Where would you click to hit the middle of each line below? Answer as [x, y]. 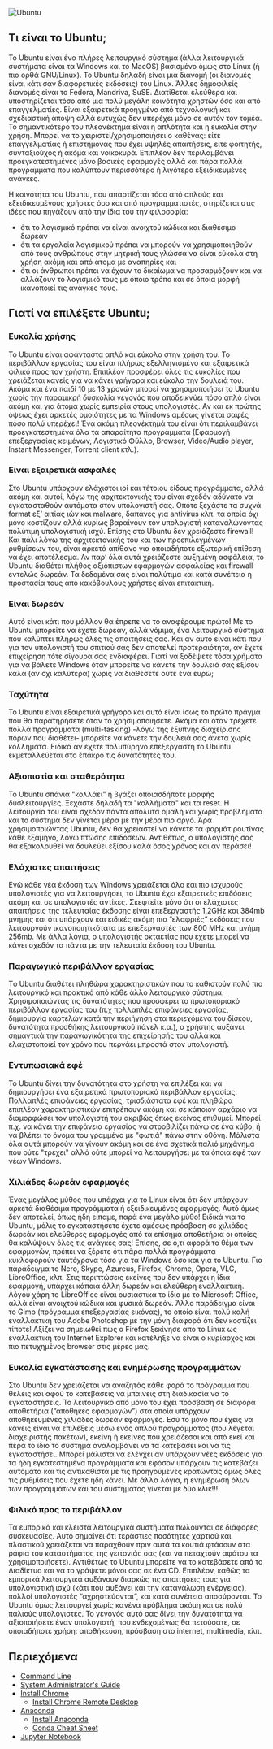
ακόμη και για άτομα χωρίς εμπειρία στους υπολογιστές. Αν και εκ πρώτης [135, 406]
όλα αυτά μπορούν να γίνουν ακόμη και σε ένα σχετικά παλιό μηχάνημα [132, 1144]
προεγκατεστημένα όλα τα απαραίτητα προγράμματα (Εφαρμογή [119, 432]
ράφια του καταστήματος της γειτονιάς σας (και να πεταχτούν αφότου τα [133, 1553]
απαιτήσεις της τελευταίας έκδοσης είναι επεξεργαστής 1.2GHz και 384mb [136, 910]
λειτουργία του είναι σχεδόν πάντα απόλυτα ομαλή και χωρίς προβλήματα [136, 811]
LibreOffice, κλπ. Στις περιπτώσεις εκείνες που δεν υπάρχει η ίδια [119, 1277]
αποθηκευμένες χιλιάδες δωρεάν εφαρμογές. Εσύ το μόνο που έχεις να [131, 1420]
